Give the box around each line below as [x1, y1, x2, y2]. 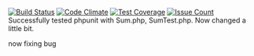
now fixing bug [8, 39, 57, 48]
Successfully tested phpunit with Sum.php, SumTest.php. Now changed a [8, 16, 246, 25]
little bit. [8, 24, 35, 33]
